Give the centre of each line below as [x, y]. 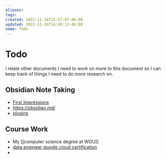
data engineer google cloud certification [55, 147]
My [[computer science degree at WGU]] [56, 142]
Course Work [27, 129]
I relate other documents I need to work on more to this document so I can [83, 69]
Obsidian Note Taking [40, 90]
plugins [20, 113]
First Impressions [31, 102]
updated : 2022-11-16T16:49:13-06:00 [44, 24]
